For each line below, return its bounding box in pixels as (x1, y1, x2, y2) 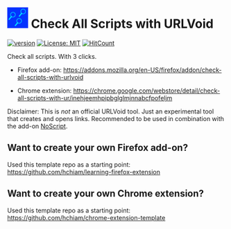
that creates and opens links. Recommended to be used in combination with (7, 114, 224, 122)
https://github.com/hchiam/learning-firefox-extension (7, 167, 161, 176)
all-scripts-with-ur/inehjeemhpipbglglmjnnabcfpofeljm (17, 93, 173, 102)
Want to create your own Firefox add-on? (7, 142, 189, 154)
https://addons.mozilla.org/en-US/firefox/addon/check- (63, 66, 222, 74)
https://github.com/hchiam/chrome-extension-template (7, 213, 166, 221)
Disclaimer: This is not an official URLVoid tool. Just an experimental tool (7, 107, 214, 116)
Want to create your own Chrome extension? (7, 187, 205, 200)
